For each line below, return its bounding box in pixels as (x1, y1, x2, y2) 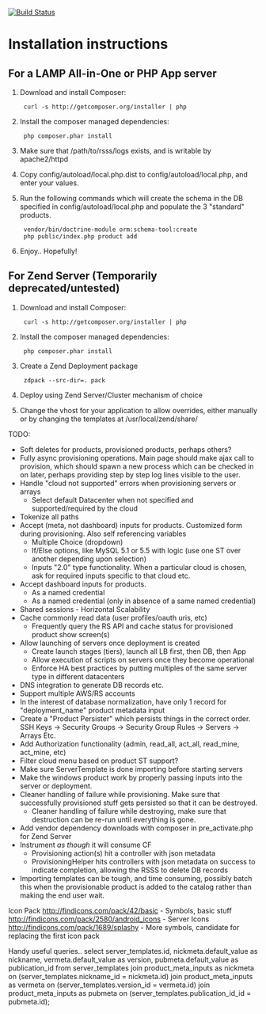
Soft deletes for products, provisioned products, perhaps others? (19, 444, 232, 454)
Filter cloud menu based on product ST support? (19, 756, 179, 765)
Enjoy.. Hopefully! (19, 246, 78, 256)
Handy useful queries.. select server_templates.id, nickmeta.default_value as (8, 946, 258, 955)
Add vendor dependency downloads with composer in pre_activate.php (19, 823, 253, 833)
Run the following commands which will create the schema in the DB (19, 194, 244, 203)
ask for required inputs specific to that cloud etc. (31, 571, 191, 580)
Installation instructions (8, 36, 169, 53)
